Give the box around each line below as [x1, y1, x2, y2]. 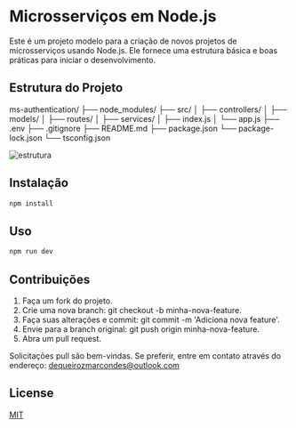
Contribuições [9, 271, 91, 287]
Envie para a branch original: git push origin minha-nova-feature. [21, 323, 260, 335]
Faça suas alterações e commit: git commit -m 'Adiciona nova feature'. [21, 314, 280, 325]
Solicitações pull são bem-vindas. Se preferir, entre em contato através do [9, 350, 282, 361]
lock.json [9, 132, 43, 143]
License [9, 385, 54, 401]
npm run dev [9, 247, 53, 256]
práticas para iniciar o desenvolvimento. [9, 54, 156, 65]
